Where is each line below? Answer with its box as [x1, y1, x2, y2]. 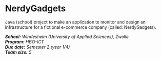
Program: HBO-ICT [5, 39, 44, 44]
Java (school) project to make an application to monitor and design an [5, 19, 146, 25]
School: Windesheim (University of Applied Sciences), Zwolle [5, 34, 129, 39]
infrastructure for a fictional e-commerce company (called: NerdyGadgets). [5, 24, 157, 30]
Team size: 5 [5, 49, 32, 55]
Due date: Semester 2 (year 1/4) [5, 44, 70, 50]
